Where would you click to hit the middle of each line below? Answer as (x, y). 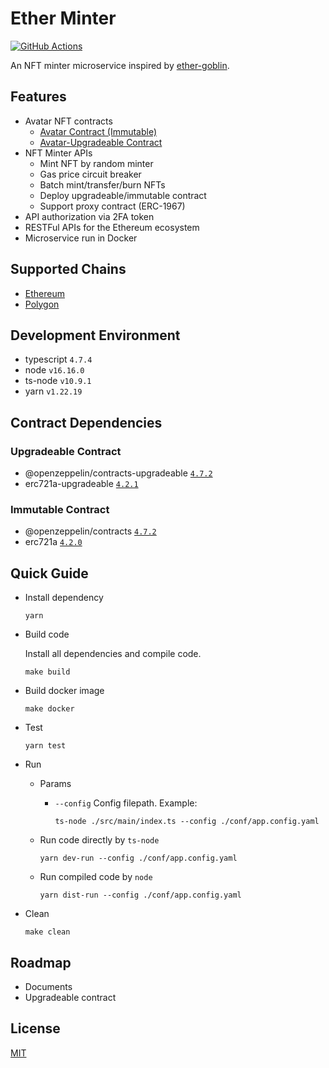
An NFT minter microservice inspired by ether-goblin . (120, 65)
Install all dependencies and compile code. (113, 654)
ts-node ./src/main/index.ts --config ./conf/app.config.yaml (187, 822)
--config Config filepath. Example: (126, 803)
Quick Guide (49, 573)
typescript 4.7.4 (58, 359)
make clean (47, 932)
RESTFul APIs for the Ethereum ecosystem (112, 227)
